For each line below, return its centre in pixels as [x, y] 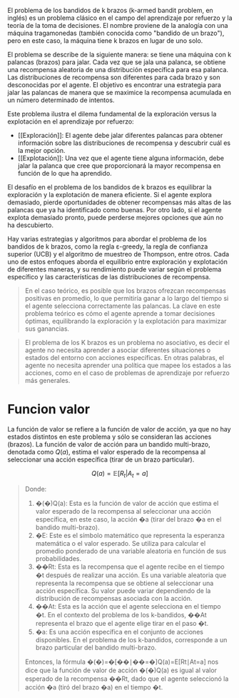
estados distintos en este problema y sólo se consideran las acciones [110, 437]
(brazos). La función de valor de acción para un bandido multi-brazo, [109, 444]
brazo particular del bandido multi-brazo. [96, 647]
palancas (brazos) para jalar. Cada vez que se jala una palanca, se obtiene [117, 62]
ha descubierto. [30, 225]
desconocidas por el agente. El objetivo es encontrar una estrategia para [114, 85]
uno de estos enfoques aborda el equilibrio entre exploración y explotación [118, 261]
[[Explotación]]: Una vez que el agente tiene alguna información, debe [121, 158]
